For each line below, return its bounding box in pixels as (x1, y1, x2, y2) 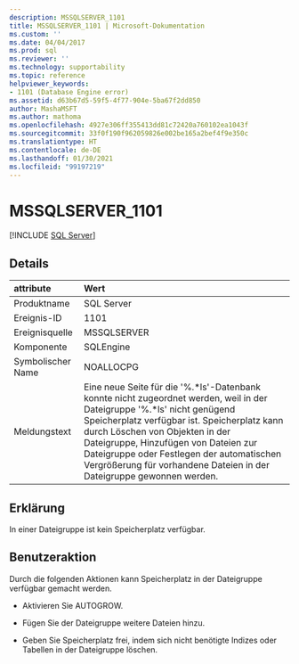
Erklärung (9, 500, 65, 515)
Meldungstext (13, 425, 71, 438)
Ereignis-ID (13, 312, 62, 324)
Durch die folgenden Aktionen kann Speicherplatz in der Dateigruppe (9, 573, 263, 584)
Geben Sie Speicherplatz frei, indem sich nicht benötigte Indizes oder (21, 635, 278, 645)
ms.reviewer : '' (9, 54, 69, 63)
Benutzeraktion (9, 550, 97, 565)
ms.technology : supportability (9, 63, 125, 72)
